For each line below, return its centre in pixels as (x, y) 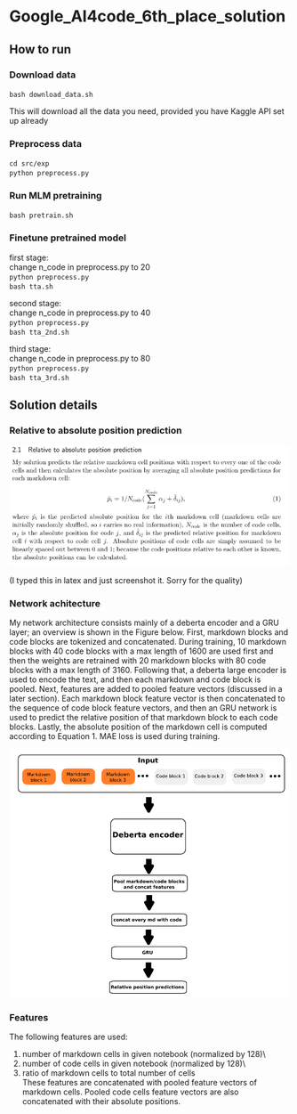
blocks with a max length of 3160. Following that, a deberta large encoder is (148, 671)
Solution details (53, 406)
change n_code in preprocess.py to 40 (80, 313)
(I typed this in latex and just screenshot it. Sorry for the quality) (126, 581)
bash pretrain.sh (41, 215)
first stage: (29, 257)
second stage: (36, 303)
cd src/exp (29, 164)
